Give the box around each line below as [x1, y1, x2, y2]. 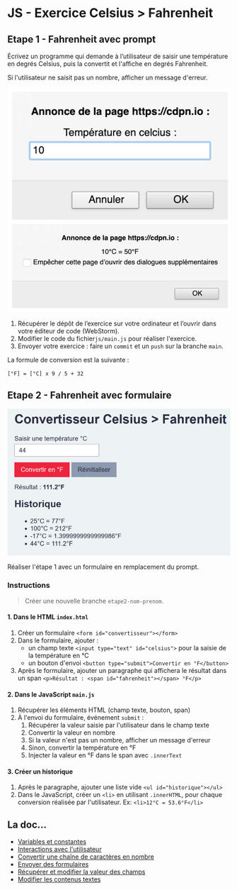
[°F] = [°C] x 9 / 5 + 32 [7, 370, 83, 377]
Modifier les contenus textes [17, 875, 101, 884]
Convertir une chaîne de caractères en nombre [17, 852, 154, 861]
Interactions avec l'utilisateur [17, 845, 102, 854]
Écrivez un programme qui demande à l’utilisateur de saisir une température [7, 52, 229, 60]
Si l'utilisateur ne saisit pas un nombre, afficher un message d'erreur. [7, 73, 208, 82]
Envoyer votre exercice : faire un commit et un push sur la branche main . [17, 342, 224, 350]
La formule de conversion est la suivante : [7, 355, 129, 364]
